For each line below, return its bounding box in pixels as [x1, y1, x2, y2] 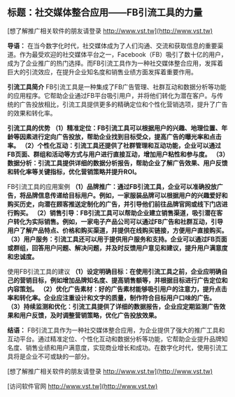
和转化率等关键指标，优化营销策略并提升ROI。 [7, 167, 141, 176]
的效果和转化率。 [7, 109, 57, 117]
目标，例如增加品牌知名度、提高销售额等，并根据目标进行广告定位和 [31, 276, 228, 284]
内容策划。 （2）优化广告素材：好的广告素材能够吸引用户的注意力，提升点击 [7, 284, 227, 293]
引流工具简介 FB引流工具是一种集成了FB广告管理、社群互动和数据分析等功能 [7, 83, 227, 91]
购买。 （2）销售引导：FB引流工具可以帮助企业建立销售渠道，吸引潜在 [13, 209, 217, 217]
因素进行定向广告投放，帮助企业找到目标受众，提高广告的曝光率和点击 [19, 132, 222, 141]
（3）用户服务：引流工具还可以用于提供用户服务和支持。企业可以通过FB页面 [7, 235, 227, 243]
